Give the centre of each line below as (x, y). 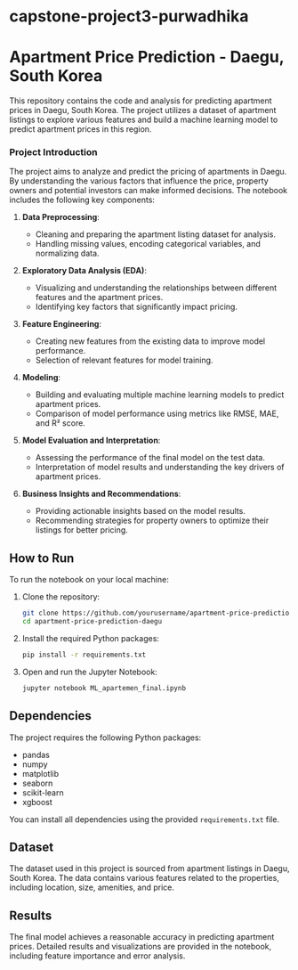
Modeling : (41, 378)
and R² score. (60, 423)
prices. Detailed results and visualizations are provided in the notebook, (141, 947)
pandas (36, 754)
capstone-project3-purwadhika (129, 16)
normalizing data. (67, 253)
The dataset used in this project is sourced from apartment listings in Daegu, (149, 868)
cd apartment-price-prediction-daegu (92, 622)
